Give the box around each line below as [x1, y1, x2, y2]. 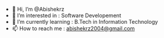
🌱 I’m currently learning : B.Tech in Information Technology [11, 18, 159, 25]
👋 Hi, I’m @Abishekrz [11, 6, 65, 12]
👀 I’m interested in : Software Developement [11, 12, 122, 19]
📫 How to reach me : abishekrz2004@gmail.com [11, 25, 135, 32]
